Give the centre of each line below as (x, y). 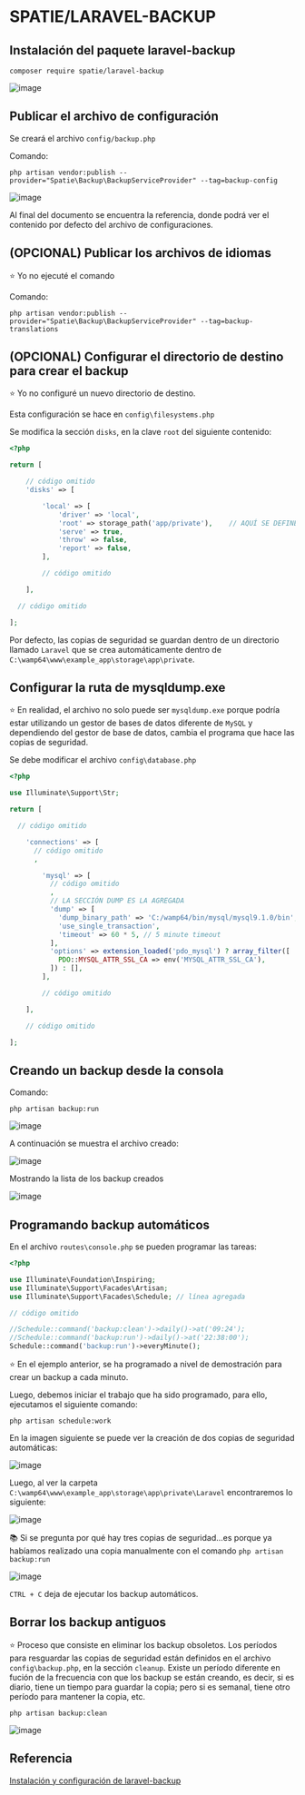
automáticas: (34, 1447)
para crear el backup (69, 371)
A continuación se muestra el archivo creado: (94, 1144)
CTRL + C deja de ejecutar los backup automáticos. (104, 1594)
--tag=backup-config (239, 180)
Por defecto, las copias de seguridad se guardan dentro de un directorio (144, 640)
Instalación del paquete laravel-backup (123, 50)
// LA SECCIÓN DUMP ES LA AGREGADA (117, 901)
